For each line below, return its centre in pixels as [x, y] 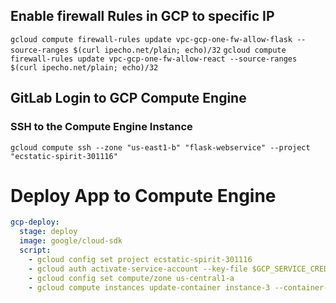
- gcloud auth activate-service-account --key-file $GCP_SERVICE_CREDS [180, 269]
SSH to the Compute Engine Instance [101, 127]
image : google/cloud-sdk [71, 241]
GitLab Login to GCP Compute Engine [128, 98]
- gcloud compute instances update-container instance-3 [149, 287]
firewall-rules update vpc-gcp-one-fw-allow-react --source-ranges [154, 59]
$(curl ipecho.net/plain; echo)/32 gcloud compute [180, 50]
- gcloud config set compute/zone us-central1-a [131, 278]
